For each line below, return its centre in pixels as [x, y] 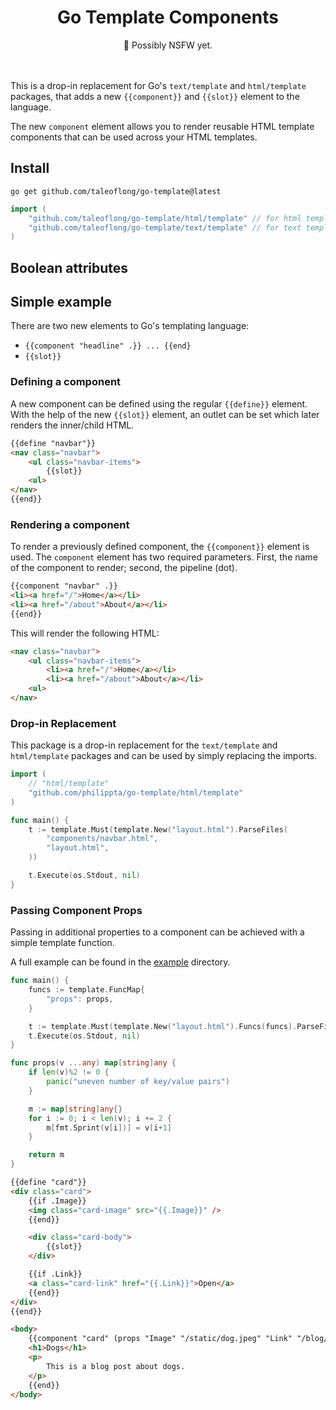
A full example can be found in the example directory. [120, 962]
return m [46, 1155]
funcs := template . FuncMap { [86, 990]
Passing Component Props [76, 910]
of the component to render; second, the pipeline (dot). [124, 568]
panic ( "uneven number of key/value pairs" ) [138, 1082]
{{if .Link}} [55, 1274]
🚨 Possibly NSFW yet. [168, 45]
